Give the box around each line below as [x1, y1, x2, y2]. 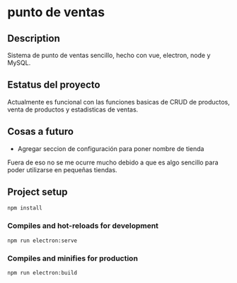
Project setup [7, 186, 69, 198]
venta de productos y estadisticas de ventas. [7, 105, 139, 114]
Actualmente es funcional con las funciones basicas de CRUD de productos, [7, 97, 230, 106]
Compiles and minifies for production [7, 253, 138, 263]
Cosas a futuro [7, 126, 74, 138]
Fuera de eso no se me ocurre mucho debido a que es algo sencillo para [7, 158, 219, 167]
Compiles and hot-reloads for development [7, 221, 159, 231]
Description [7, 32, 60, 44]
